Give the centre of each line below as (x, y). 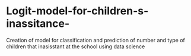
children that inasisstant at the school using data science (76, 46)
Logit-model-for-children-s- (77, 11)
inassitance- (38, 24)
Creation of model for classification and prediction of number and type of (96, 40)
